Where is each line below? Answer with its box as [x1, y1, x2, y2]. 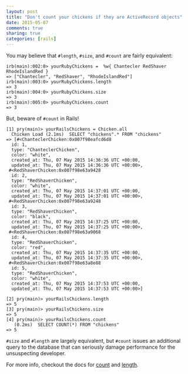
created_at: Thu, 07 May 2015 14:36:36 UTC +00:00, [11, 157, 141, 163]
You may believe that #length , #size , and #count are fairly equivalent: [6, 52, 173, 59]
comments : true [6, 25, 43, 31]
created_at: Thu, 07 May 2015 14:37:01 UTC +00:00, [11, 188, 141, 194]
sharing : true [6, 31, 41, 36]
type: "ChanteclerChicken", [11, 147, 80, 153]
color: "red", [11, 245, 46, 251]
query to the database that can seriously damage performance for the [6, 343, 176, 350]
